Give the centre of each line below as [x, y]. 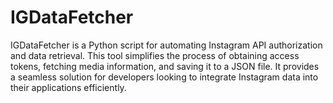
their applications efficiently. [68, 87]
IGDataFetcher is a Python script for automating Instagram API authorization [166, 45]
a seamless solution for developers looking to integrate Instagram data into [164, 77]
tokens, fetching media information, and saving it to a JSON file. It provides [165, 66]
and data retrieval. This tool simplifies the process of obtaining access [155, 55]
